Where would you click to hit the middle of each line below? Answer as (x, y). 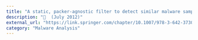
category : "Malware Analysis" (43, 28)
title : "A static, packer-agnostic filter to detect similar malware (93, 11)
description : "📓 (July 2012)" (44, 17)
